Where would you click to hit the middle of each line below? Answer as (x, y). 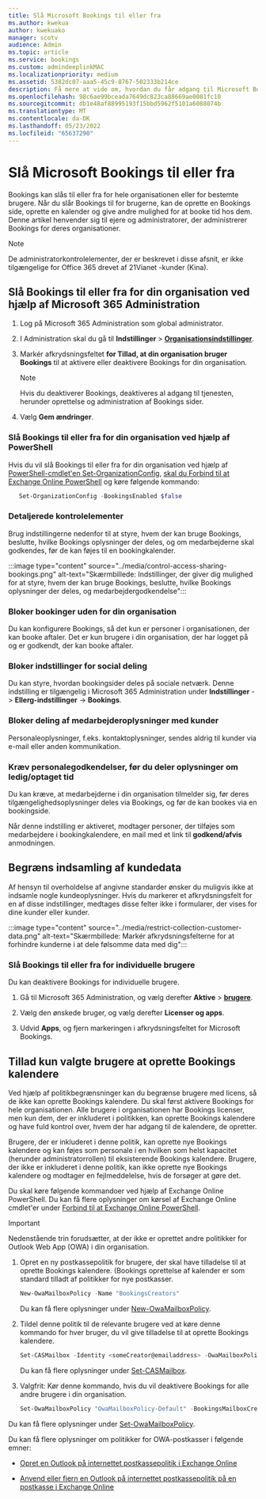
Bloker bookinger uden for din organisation (92, 611)
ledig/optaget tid (41, 777)
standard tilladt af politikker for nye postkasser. (96, 1279)
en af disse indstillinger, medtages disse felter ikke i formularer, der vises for (133, 904)
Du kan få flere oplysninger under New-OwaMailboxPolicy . (115, 1308)
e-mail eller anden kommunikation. (65, 746)
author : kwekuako (37, 30)
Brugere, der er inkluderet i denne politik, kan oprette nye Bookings (118, 1142)
